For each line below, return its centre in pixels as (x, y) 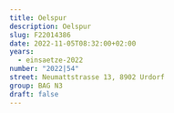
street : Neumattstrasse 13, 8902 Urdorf (87, 77)
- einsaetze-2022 (51, 60)
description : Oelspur (51, 26)
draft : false (34, 94)
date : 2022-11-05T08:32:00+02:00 (73, 43)
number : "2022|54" (44, 69)
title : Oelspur (38, 18)
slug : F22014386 (40, 35)
